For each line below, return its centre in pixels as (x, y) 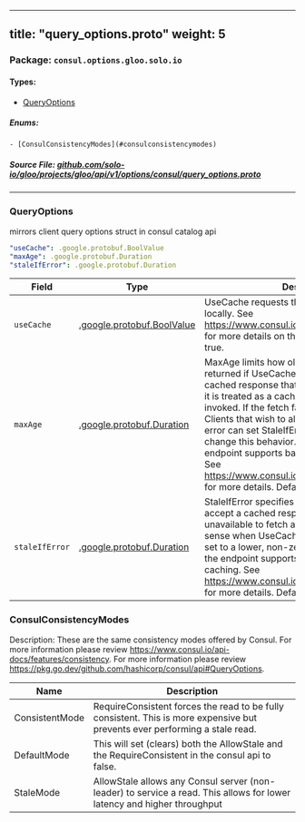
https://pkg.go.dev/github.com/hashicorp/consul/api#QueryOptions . (137, 669)
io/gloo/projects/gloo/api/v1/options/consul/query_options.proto (135, 174)
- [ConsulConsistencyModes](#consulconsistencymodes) (113, 145)
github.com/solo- (91, 165)
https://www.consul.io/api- (179, 649)
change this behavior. (250, 442)
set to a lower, (234, 547)
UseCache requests (246, 302)
